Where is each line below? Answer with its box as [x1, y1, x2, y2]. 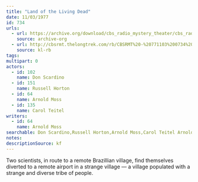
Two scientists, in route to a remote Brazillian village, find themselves [6, 157, 174, 164]
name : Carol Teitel [16, 108, 65, 113]
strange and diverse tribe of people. [6, 169, 94, 176]
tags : [6, 53, 19, 58]
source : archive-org [16, 36, 67, 42]
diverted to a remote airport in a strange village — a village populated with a [6, 163, 190, 170]
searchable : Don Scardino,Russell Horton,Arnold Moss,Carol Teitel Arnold [6, 129, 194, 136]
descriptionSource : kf [6, 140, 62, 147]
